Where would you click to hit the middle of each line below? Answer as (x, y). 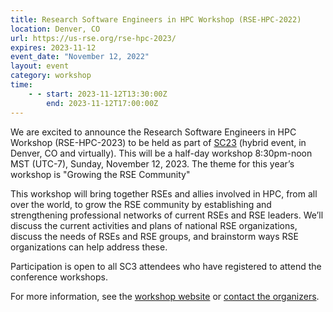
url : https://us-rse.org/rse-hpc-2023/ (93, 38)
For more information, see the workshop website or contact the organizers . (165, 296)
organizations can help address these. (89, 247)
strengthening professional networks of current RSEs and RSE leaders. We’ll (167, 215)
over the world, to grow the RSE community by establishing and (141, 204)
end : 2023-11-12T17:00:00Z (102, 103)
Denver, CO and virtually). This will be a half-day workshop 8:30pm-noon (161, 153)
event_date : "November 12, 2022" (80, 57)
